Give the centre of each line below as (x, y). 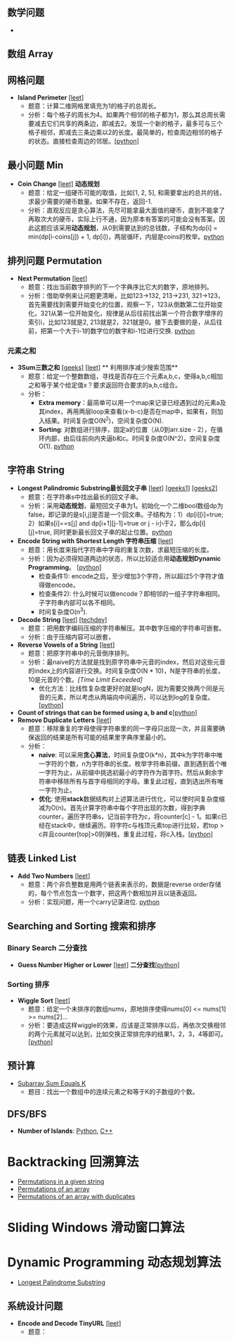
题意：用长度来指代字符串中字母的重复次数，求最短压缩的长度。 (120, 550)
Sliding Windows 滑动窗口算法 (96, 1227)
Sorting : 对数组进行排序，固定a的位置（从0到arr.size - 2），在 (128, 429)
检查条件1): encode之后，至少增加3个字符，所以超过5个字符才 (128, 576)
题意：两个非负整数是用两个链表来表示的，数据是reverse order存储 (124, 884)
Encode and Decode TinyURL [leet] (69, 1324)
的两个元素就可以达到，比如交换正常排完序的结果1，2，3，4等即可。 (127, 1033)
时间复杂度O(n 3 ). (63, 611)
